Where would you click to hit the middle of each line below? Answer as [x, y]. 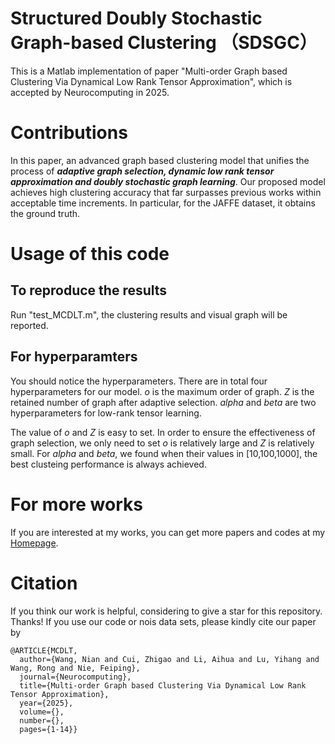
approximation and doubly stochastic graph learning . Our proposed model [168, 181]
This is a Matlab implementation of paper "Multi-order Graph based [149, 71]
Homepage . [34, 543]
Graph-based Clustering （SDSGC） [164, 43]
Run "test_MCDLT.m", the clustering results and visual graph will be [149, 314]
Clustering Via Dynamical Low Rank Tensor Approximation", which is [151, 81]
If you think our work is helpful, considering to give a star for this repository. [166, 611]
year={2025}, [46, 703]
